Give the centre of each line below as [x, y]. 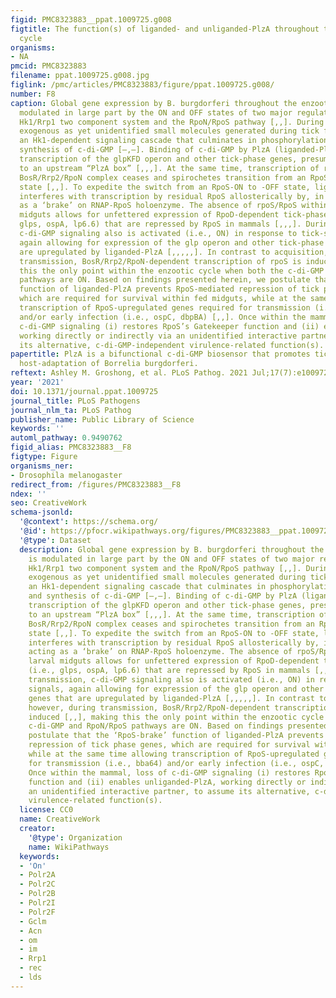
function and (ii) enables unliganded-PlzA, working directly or [167, 782]
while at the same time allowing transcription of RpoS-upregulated [174, 754]
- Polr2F [37, 912]
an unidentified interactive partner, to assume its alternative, [169, 791]
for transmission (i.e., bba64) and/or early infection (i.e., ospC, [176, 763]
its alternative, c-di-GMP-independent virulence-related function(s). [172, 345]
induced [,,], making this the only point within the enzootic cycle [176, 717]
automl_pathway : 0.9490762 [66, 438]
